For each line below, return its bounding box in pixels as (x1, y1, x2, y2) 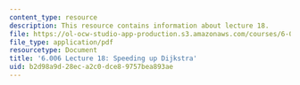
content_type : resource (9, 12, 98, 22)
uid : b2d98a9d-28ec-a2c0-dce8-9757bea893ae (9, 63, 174, 72)
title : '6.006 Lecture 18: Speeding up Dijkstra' (9, 54, 198, 63)
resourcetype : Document (9, 46, 98, 55)
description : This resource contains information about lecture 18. (9, 21, 270, 30)
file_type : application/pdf (9, 37, 114, 47)
